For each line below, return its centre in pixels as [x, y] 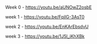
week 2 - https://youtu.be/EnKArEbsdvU [47, 26]
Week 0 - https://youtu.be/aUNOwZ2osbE [48, 7]
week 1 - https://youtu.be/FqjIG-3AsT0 [45, 17]
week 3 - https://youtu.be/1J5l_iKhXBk [45, 36]
